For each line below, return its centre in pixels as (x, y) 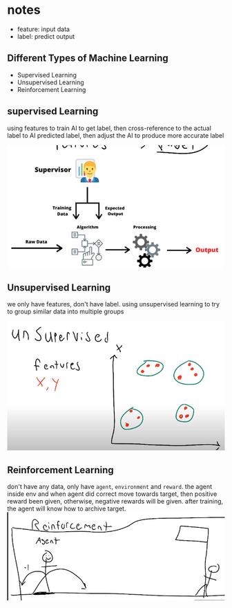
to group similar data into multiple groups (66, 312)
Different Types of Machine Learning (88, 58)
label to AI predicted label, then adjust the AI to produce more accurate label (116, 135)
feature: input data (43, 29)
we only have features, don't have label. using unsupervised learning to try (113, 304)
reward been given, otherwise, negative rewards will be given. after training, (115, 501)
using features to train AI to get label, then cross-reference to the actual (109, 128)
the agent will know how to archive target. (67, 509)
